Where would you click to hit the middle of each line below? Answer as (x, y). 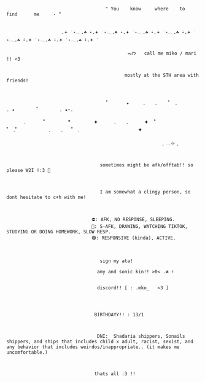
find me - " (34, 14)
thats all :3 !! (115, 374)
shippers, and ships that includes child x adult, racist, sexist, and (100, 341)
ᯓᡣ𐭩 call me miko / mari (162, 53)
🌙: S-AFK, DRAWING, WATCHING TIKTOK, (140, 227)
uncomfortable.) (27, 353)
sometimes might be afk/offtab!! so (146, 165)
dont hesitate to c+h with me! (46, 197)
